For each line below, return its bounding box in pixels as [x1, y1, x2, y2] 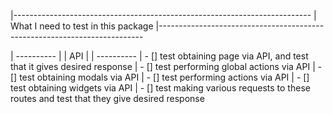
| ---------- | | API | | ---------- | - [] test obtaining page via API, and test [10, 50, 309, 62]
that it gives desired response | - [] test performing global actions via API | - [10, 61, 323, 72]
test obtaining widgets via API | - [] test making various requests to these [10, 82, 311, 94]
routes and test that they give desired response [10, 93, 205, 104]
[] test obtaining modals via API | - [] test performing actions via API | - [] [10, 71, 310, 83]
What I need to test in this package [10, 20, 154, 32]
